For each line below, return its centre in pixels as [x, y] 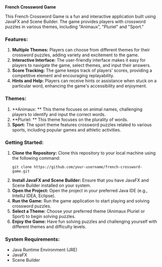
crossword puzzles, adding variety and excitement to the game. [75, 55]
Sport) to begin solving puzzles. [44, 216]
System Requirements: [32, 239]
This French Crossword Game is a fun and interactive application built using [81, 16]
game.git [21, 171]
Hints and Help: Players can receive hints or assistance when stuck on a [84, 81]
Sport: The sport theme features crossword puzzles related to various [82, 125]
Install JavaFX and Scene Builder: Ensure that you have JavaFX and [80, 180]
